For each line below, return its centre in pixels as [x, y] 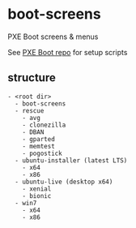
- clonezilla [44, 125]
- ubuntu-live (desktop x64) [64, 182]
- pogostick [42, 153]
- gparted [39, 139]
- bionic [37, 196]
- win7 [26, 203]
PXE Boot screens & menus [53, 37]
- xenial [37, 189]
